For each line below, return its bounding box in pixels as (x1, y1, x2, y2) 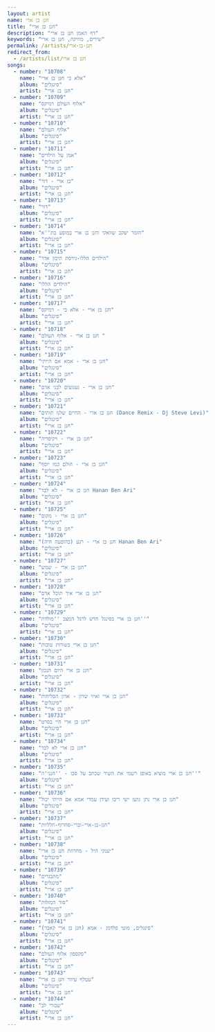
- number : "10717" (13, 300, 67, 307)
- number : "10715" (13, 249, 67, 256)
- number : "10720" (13, 377, 67, 384)
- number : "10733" (13, 712, 67, 719)
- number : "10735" (13, 763, 67, 771)
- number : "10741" (13, 918, 67, 925)
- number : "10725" (13, 506, 67, 513)
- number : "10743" (13, 970, 67, 977)
